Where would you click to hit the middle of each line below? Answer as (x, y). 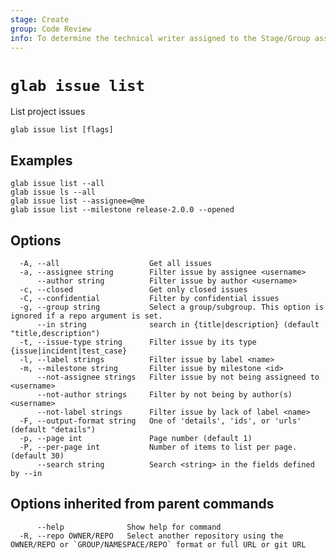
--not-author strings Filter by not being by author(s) (164, 394)
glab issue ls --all (53, 192)
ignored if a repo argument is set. (86, 316)
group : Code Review (51, 29)
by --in (26, 473)
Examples (41, 160)
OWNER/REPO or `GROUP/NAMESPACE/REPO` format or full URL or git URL (158, 544)
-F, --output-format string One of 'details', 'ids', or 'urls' (160, 421)
